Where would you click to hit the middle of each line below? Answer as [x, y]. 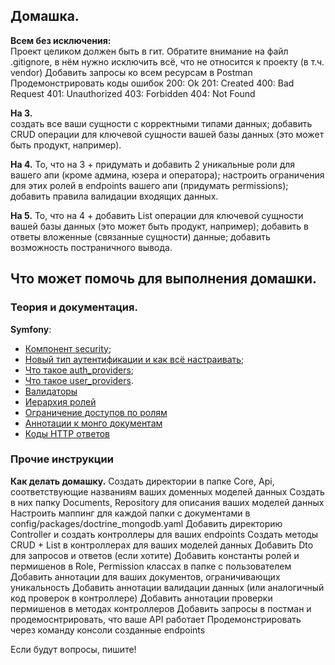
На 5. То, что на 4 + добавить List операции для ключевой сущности [157, 215]
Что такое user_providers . [79, 380]
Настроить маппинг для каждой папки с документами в [130, 513]
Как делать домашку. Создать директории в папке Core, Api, [142, 481]
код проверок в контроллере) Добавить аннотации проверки [141, 598]
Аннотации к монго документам [93, 423]
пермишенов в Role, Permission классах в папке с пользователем [151, 566]
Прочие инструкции [62, 459]
